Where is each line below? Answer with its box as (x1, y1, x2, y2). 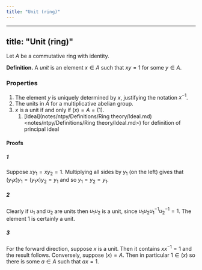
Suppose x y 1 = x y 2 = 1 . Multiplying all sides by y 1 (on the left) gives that (6, 168, 184, 177)
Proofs (6, 139, 23, 146)
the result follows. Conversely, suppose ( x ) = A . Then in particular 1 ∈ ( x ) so (6, 251, 195, 259)
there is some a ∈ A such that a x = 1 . (6, 257, 99, 265)
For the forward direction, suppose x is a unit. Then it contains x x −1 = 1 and (6, 244, 192, 252)
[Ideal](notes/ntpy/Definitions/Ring (23, 113, 110, 120)
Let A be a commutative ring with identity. (6, 52, 109, 60)
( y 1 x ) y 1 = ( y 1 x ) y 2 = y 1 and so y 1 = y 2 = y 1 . (6, 176, 109, 185)
